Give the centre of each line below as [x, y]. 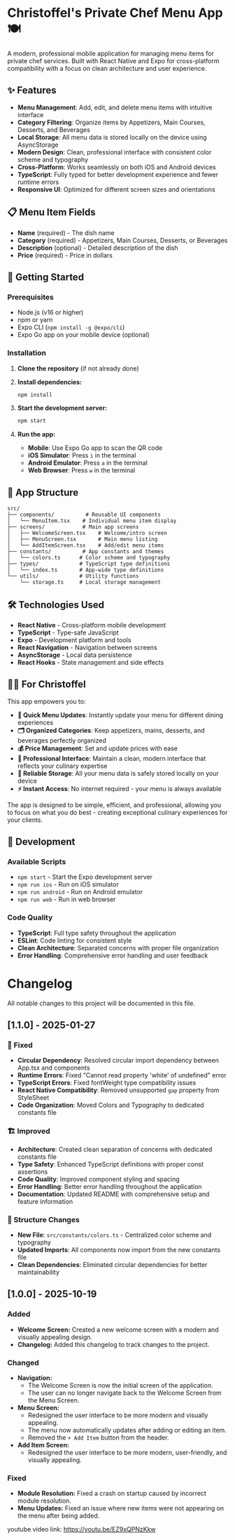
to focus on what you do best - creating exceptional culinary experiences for [117, 812]
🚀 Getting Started [46, 277]
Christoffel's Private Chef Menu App [115, 13]
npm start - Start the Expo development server [85, 877]
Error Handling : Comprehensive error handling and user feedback [113, 955]
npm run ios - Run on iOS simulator [68, 884]
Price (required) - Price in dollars [65, 255]
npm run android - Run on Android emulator [80, 892]
